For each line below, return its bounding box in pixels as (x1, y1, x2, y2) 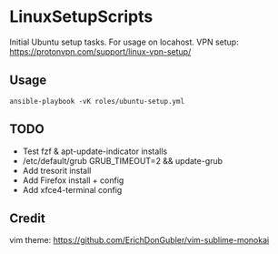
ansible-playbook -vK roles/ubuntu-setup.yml (9, 97, 184, 106)
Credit (9, 210, 45, 226)
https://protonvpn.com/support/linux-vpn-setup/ (9, 46, 192, 56)
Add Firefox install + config (22, 175, 124, 186)
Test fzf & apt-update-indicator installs (22, 146, 168, 157)
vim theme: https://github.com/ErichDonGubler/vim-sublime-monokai (9, 235, 270, 246)
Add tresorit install (22, 165, 92, 176)
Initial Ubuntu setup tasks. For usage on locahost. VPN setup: (9, 36, 239, 47)
